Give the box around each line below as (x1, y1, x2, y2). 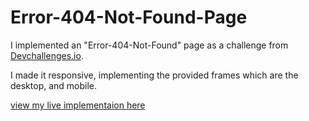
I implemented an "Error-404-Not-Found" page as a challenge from (10, 39, 289, 51)
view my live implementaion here (10, 99, 146, 111)
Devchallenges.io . (10, 49, 84, 61)
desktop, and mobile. (10, 79, 98, 91)
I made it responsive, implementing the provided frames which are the (10, 69, 299, 81)
